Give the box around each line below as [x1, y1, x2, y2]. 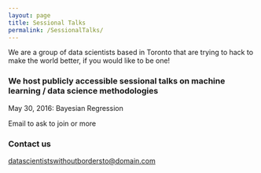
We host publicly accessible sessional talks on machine [8, 75, 226, 86]
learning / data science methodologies [8, 86, 159, 97]
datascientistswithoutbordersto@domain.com [8, 156, 156, 165]
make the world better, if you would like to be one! [8, 56, 171, 65]
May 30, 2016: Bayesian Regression [8, 103, 123, 112]
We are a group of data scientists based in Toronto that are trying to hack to [8, 48, 254, 57]
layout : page [8, 11, 51, 20]
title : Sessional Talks [8, 19, 86, 27]
